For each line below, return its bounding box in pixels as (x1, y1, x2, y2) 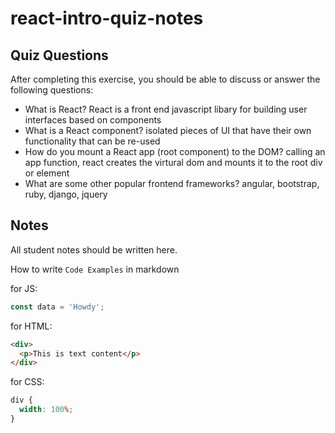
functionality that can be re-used (24, 135, 161, 147)
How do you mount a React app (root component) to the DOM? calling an (24, 146, 326, 157)
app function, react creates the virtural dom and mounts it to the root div (24, 157, 323, 168)
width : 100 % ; (19, 405, 74, 415)
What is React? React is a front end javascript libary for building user (24, 103, 308, 115)
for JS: (10, 282, 38, 294)
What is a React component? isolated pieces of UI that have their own (24, 125, 312, 136)
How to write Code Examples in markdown (10, 263, 180, 275)
